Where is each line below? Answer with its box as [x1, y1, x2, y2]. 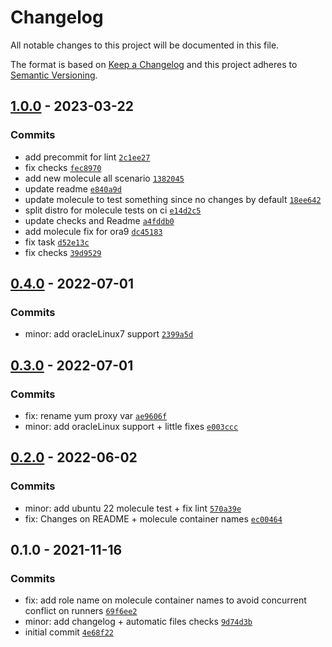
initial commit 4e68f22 [24, 626, 114, 638]
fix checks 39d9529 [24, 246, 102, 258]
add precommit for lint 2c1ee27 [24, 151, 151, 163]
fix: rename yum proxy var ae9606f [24, 410, 168, 421]
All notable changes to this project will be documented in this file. [10, 39, 280, 51]
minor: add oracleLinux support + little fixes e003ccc [24, 421, 239, 432]
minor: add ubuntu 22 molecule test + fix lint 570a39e [24, 502, 242, 514]
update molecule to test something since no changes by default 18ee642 [24, 193, 322, 205]
